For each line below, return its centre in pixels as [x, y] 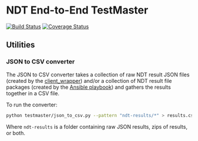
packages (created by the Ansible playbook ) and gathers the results [88, 87]
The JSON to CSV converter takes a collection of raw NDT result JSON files [98, 75]
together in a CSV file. [33, 93]
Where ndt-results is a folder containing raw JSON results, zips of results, [97, 126]
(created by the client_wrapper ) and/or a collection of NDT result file [89, 80]
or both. [16, 133]
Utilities [21, 45]
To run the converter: [32, 105]
